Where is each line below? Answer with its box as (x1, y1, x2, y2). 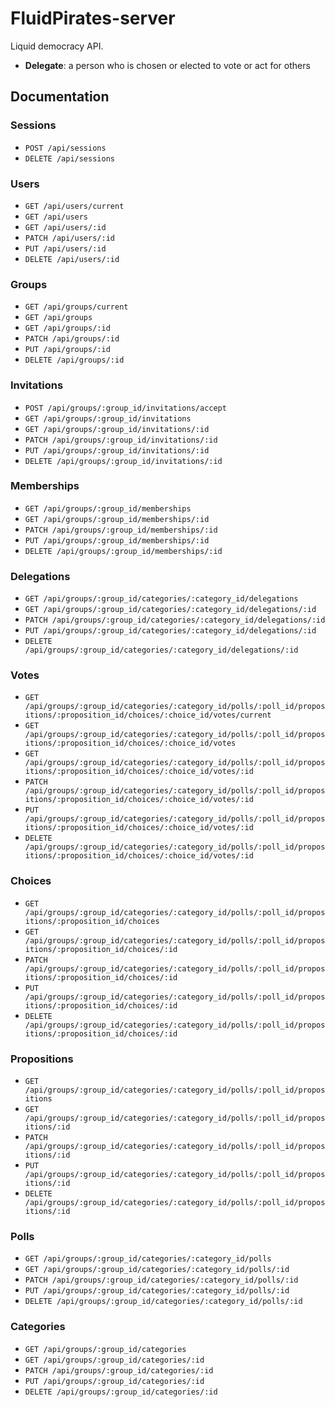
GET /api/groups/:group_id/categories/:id (24, 1355, 205, 1365)
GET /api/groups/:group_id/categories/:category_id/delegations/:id (24, 605, 317, 615)
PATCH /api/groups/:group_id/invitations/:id (24, 435, 218, 445)
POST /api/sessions (24, 143, 107, 153)
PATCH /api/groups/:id (24, 334, 120, 344)
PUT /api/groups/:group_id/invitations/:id (24, 445, 210, 456)
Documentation (10, 88, 110, 106)
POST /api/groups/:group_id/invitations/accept (24, 403, 227, 413)
